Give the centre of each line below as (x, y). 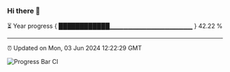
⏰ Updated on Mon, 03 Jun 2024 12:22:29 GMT (75, 48)
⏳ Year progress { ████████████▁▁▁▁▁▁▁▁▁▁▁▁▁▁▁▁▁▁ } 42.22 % (115, 26)
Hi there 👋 (24, 11)
